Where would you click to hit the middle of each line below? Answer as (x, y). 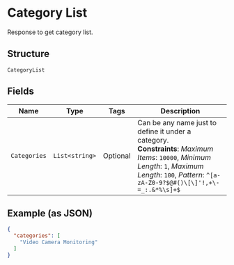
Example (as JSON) (50, 213)
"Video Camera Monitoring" (59, 242)
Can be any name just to (177, 122)
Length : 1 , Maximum (171, 166)
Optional (117, 156)
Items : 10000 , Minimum (174, 157)
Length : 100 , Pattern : (171, 175)
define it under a (164, 131)
